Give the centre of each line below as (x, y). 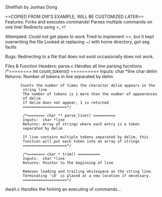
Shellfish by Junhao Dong (31, 7)
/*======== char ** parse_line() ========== (69, 115)
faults (11, 47)
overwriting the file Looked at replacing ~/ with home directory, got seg (77, 42)
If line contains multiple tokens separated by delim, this (86, 137)
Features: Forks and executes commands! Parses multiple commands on (79, 22)
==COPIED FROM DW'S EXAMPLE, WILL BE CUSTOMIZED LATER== (75, 16)
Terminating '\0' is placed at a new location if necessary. (87, 176)
